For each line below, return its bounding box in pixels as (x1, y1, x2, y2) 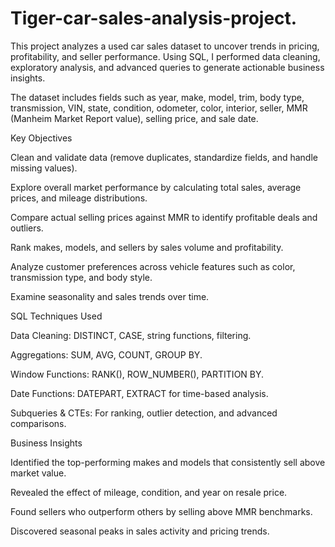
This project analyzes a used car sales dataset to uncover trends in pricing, (10, 40, 320, 52)
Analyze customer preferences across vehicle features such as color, (10, 260, 296, 272)
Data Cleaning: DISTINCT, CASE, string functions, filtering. (10, 329, 252, 341)
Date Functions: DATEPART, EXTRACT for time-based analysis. (10, 387, 269, 399)
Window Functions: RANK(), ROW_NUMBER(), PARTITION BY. (10, 368, 265, 380)
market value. (10, 467, 67, 479)
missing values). (10, 162, 78, 174)
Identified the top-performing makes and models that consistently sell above (10, 456, 326, 468)
